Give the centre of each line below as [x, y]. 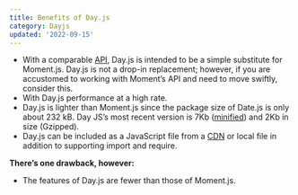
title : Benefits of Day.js [60, 18]
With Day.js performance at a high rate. [95, 98]
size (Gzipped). [50, 127]
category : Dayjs [39, 26]
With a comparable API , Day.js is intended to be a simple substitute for [152, 60]
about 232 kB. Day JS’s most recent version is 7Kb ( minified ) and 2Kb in [155, 117]
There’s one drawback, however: [72, 164]
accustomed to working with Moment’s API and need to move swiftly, [150, 79]
